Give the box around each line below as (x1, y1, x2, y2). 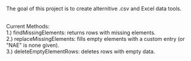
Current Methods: (6, 23, 50, 30)
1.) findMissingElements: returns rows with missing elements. (6, 29, 156, 36)
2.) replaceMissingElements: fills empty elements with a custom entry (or (6, 36, 185, 42)
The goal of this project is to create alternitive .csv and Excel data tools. (6, 5, 182, 12)
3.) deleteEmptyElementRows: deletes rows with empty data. (6, 48, 155, 55)
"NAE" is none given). (6, 41, 60, 49)
